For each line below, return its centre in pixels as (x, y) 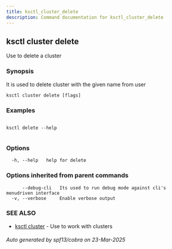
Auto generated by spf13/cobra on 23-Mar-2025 (66, 240)
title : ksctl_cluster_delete (42, 12)
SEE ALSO (21, 213)
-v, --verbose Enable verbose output (64, 198)
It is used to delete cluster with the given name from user (76, 84)
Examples (21, 110)
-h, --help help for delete (49, 161)
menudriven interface (33, 193)
